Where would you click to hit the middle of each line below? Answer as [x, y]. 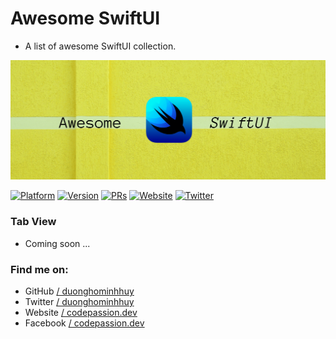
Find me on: [39, 269]
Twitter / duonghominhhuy [79, 301]
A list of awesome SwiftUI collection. [100, 46]
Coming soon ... [57, 243]
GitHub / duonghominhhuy [79, 291]
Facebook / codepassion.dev [84, 323]
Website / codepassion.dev [81, 312]
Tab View [33, 222]
